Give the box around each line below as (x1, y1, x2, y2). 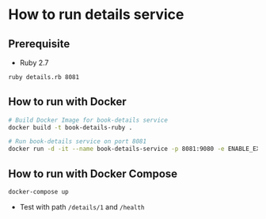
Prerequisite (8, 37, 70, 51)
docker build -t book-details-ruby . (8, 123, 133, 131)
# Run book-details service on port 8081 (8, 138, 147, 145)
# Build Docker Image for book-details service (8, 116, 169, 124)
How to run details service (8, 6, 184, 24)
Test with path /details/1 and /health (19, 202, 145, 211)
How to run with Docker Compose (8, 167, 178, 180)
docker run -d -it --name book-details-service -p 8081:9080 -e (8, 145, 225, 153)
